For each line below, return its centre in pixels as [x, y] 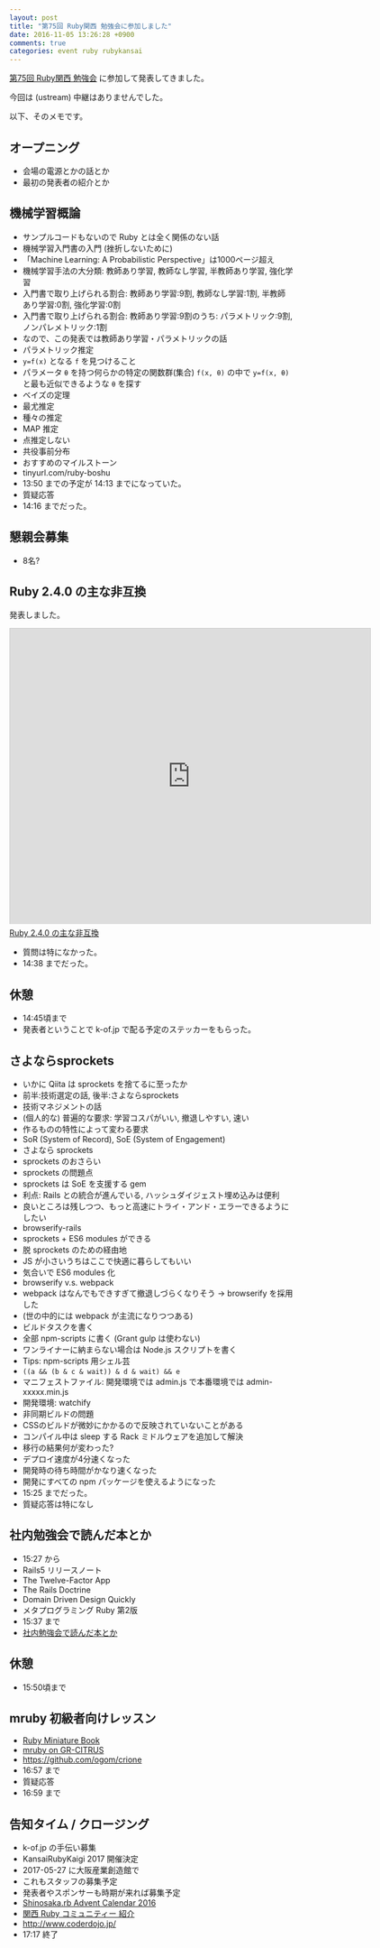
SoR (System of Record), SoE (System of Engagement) [124, 1139]
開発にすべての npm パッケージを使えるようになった [119, 1482]
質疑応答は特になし [58, 1504]
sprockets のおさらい [62, 1161]
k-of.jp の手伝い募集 [59, 1848]
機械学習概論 [45, 213]
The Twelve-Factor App [66, 1580]
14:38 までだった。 [57, 964]
